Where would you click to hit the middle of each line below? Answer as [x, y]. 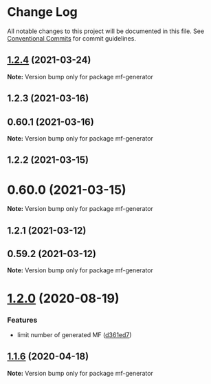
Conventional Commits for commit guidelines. [71, 38]
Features [22, 320]
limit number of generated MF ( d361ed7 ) [74, 334]
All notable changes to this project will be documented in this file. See [106, 31]
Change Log [42, 12]
